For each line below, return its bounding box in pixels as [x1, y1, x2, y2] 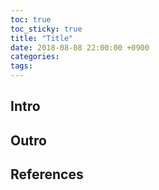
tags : [10, 61, 33, 71]
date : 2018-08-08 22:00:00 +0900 [10, 42, 150, 53]
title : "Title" [10, 33, 74, 43]
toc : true [10, 14, 52, 25]
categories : [10, 52, 60, 62]
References [10, 166, 84, 183]
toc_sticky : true [10, 24, 83, 34]
